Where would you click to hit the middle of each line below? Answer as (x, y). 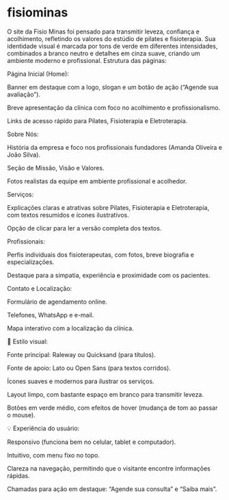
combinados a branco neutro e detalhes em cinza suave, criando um (104, 53)
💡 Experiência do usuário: (43, 428)
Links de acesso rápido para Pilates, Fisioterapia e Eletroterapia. (97, 120)
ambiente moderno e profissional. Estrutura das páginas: (87, 60)
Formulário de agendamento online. (57, 302)
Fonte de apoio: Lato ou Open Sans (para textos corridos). (89, 368)
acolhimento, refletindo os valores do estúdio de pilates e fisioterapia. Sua (111, 38)
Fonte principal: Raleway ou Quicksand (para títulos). (81, 354)
